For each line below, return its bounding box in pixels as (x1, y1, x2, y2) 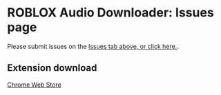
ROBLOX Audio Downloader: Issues (7, 5, 214, 21)
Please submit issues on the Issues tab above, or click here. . (7, 42, 180, 50)
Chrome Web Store (7, 81, 62, 89)
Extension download (7, 62, 97, 74)
